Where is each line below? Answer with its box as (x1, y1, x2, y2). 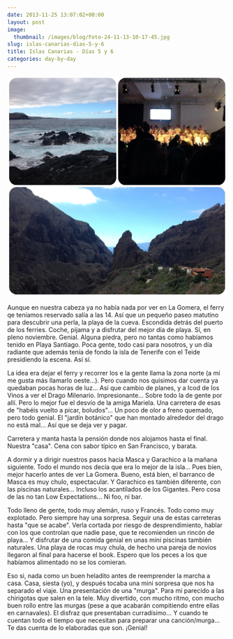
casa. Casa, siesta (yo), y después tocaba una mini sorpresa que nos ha (7, 579, 214, 587)
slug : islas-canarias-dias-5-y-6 (7, 41, 105, 48)
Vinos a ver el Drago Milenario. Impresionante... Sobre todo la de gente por (7, 391, 223, 399)
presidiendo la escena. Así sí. (7, 355, 92, 364)
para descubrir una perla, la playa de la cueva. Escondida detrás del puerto (7, 318, 223, 326)
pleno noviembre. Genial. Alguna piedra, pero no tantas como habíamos (7, 333, 214, 341)
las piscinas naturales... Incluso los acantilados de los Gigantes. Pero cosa (7, 484, 221, 493)
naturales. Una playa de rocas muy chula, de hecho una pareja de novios (7, 543, 217, 552)
